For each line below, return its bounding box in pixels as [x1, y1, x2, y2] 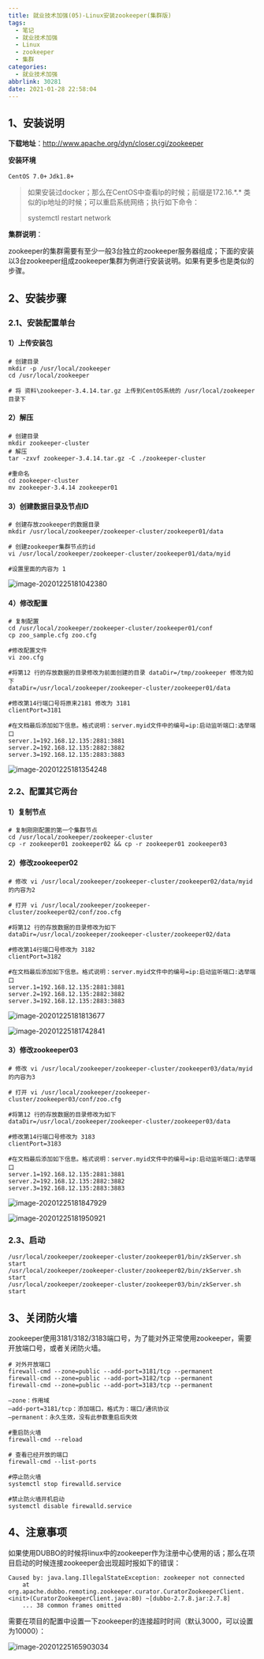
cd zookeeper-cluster [8, 476, 80, 484]
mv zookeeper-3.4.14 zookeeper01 [8, 483, 118, 491]
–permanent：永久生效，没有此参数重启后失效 [8, 1413, 138, 1421]
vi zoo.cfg [8, 653, 44, 662]
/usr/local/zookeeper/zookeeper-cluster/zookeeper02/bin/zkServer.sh [8, 1267, 242, 1275]
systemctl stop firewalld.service [8, 1480, 122, 1488]
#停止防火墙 [8, 1473, 42, 1481]
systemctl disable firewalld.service [8, 1502, 132, 1510]
